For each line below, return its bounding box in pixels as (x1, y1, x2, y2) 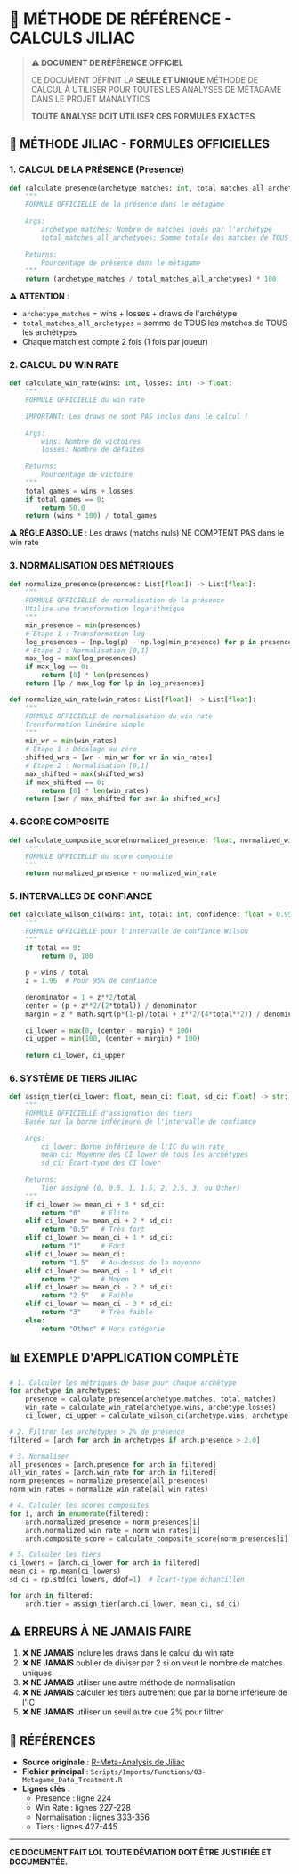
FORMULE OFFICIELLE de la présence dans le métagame (25, 200, 225, 209)
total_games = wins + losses (25, 487, 133, 495)
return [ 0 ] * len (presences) (41, 671, 149, 680)
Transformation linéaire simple (25, 720, 145, 729)
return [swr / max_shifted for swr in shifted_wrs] (25, 794, 221, 804)
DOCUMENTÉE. (9, 1856, 69, 1867)
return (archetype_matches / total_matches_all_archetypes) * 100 (25, 274, 277, 284)
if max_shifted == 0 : (25, 778, 105, 787)
